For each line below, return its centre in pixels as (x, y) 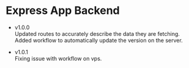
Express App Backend (63, 11)
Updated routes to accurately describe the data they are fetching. (97, 33)
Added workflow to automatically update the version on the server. (98, 40)
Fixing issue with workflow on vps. (58, 58)
